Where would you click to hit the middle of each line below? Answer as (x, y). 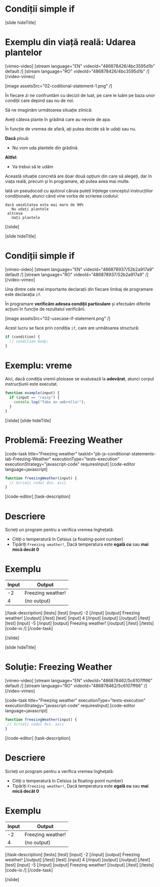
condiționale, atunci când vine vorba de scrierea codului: (62, 196)
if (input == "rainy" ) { (35, 398)
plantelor (24, 53)
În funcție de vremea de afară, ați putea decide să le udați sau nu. (71, 129)
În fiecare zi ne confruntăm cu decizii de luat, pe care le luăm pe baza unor (80, 95)
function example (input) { (32, 393)
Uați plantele (26, 217)
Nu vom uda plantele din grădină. (45, 148)
